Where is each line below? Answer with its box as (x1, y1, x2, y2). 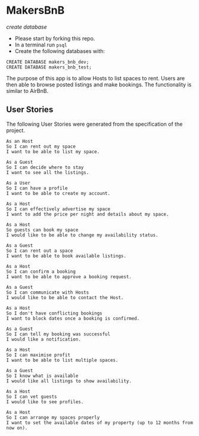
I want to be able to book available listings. (6, 253, 127, 259)
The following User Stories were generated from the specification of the (6, 120, 183, 127)
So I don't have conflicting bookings (6, 310, 102, 316)
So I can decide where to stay (6, 164, 84, 170)
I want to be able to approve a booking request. (6, 273, 132, 280)
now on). (6, 425, 28, 431)
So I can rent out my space (6, 144, 76, 150)
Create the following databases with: (14, 47, 105, 54)
